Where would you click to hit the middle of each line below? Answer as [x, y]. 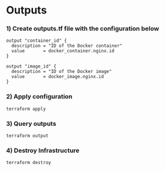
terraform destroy [29, 163]
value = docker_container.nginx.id [63, 51]
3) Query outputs [31, 123]
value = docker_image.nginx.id [58, 77]
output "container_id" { [37, 41]
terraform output [27, 136]
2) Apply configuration [39, 96]
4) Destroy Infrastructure [43, 150]
